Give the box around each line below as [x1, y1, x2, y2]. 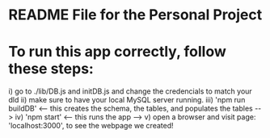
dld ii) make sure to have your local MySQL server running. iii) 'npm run [8, 95, 246, 105]
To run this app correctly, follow [8, 43, 226, 61]
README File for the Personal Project [8, 6, 263, 24]
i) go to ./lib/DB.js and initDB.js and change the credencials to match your [8, 86, 252, 96]
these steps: [8, 60, 95, 78]
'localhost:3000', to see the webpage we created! [8, 121, 174, 131]
